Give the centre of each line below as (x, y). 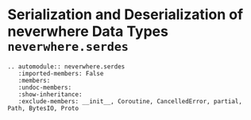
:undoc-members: (45, 87)
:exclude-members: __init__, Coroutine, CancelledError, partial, (130, 101)
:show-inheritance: (50, 94)
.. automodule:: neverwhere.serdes (66, 66)
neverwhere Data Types (88, 31)
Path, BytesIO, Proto (43, 108)
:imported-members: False (61, 73)
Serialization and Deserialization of (125, 15)
